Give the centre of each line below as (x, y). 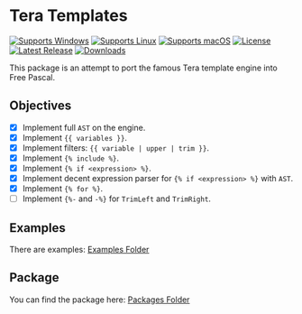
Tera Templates (69, 16)
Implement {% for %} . (63, 189)
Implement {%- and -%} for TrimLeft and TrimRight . (117, 199)
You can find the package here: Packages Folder (100, 300)
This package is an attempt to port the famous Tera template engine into (143, 68)
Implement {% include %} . (71, 158)
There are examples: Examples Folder (79, 250)
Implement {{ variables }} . (75, 137)
